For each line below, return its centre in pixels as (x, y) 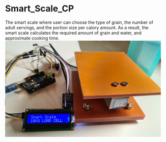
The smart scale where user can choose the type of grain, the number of (79, 22)
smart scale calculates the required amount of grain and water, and (73, 33)
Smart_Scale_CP (40, 9)
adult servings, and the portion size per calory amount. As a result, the (77, 27)
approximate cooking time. (32, 38)
